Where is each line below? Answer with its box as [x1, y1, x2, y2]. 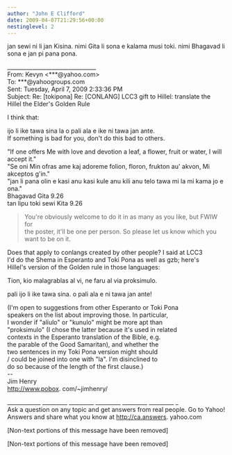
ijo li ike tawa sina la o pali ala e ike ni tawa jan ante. [7, 126, 155, 135]
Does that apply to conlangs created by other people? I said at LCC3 [7, 248, 203, 257]
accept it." [7, 155, 37, 163]
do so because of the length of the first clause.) [7, 363, 144, 371]
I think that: [7, 113, 40, 122]
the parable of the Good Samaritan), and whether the [7, 340, 159, 349]
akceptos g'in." [7, 169, 50, 178]
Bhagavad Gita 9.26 [7, 192, 64, 200]
